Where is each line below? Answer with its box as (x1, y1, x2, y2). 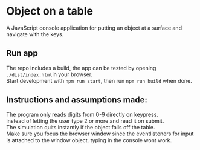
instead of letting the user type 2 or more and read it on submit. (6, 117, 164, 125)
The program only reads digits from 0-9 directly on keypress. (6, 111, 159, 118)
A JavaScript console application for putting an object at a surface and (6, 24, 182, 31)
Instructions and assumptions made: (6, 95, 148, 105)
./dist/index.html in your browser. (6, 71, 92, 78)
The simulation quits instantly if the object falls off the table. (6, 123, 155, 131)
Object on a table (6, 4, 94, 18)
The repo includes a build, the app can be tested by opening (6, 64, 156, 71)
